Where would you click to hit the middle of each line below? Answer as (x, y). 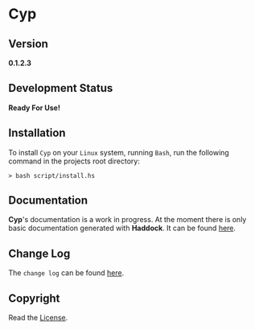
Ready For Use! (34, 107)
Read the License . (38, 318)
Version (28, 44)
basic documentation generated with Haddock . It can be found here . (122, 228)
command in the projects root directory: (74, 161)
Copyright (34, 298)
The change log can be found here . (66, 273)
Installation (37, 133)
